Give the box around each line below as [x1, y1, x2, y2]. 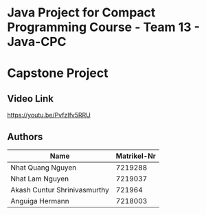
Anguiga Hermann [10, 196, 70, 205]
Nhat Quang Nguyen [10, 163, 77, 172]
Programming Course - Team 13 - [7, 19, 201, 35]
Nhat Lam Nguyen [10, 174, 69, 183]
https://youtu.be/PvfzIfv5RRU [7, 111, 91, 120]
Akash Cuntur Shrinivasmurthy [10, 185, 110, 194]
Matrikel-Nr [115, 151, 157, 161]
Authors [7, 131, 43, 142]
